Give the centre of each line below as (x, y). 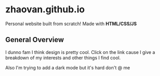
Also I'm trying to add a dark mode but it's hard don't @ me (68, 67)
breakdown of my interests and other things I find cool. (63, 58)
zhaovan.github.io (45, 9)
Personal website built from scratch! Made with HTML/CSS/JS (71, 24)
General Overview (35, 40)
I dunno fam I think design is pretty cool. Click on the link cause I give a (80, 52)
